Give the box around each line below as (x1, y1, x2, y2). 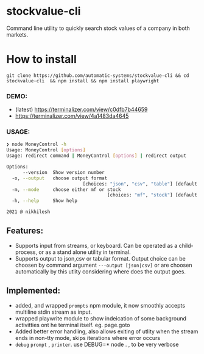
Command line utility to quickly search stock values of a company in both (6, 24, 190, 32)
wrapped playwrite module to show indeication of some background (15, 314, 187, 322)
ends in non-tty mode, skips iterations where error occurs (15, 334, 160, 341)
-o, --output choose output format (12, 175, 108, 181)
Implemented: (6, 286, 61, 296)
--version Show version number (22, 169, 105, 175)
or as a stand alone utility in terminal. (38, 248, 131, 256)
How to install (6, 52, 77, 67)
